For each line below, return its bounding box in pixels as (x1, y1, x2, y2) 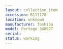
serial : (5, 31, 22, 36)
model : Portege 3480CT (5, 27, 53, 32)
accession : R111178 (5, 12, 47, 17)
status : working (5, 36, 40, 41)
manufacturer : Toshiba (5, 21, 53, 27)
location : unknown (5, 17, 44, 22)
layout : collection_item (5, 7, 58, 13)
